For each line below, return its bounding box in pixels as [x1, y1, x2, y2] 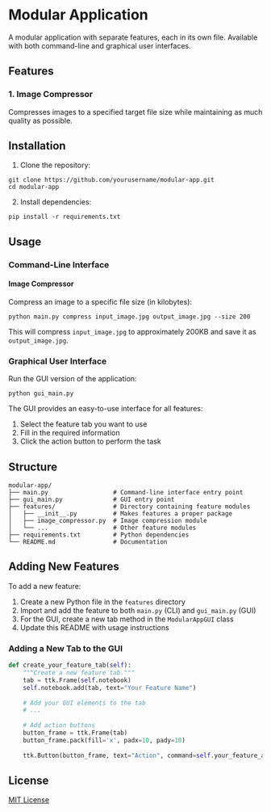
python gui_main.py [8, 389, 74, 398]
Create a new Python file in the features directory [19, 596, 186, 607]
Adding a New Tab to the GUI [8, 642, 123, 654]
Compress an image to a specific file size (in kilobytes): [8, 297, 192, 306]
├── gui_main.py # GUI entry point [8, 495, 175, 504]
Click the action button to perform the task [19, 436, 161, 446]
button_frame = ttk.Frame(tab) [23, 729, 128, 737]
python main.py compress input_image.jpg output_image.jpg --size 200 [8, 313, 251, 321]
